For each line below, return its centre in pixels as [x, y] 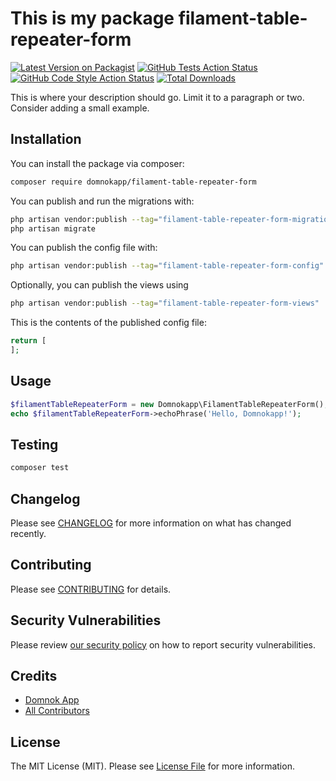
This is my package [92, 18]
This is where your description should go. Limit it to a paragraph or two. [157, 97]
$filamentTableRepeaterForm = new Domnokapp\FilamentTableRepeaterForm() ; [169, 404]
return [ [28, 341]
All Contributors [57, 711]
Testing [34, 444]
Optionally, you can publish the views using [99, 285]
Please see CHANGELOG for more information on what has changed [151, 523]
